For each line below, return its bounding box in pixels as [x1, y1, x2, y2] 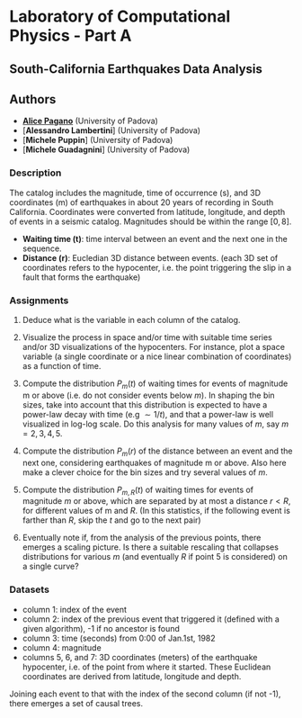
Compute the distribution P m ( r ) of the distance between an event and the [22, 445, 293, 458]
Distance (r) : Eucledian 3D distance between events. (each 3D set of [22, 252, 279, 263]
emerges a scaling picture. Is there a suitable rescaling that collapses [22, 542, 279, 552]
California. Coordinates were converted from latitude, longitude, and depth [9, 206, 286, 217]
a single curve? [22, 561, 79, 572]
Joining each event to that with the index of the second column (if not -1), [9, 688, 281, 699]
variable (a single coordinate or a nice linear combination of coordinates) [22, 351, 292, 362]
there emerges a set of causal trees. [9, 697, 144, 708]
